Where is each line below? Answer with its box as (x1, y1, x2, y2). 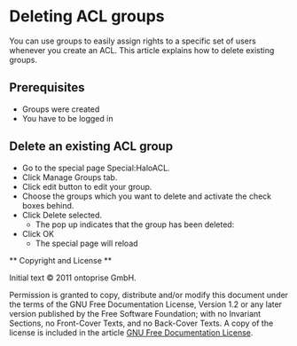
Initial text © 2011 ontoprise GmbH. (9, 272, 137, 283)
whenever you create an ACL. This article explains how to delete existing (9, 44, 275, 55)
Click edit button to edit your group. (21, 181, 152, 192)
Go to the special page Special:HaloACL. (21, 162, 170, 173)
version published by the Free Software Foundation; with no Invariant (9, 308, 262, 318)
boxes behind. (21, 200, 74, 210)
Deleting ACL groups (9, 6, 166, 27)
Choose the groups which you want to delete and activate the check (21, 191, 272, 201)
